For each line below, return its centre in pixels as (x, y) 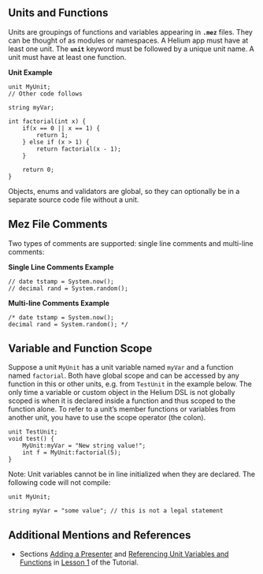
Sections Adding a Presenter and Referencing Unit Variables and (124, 554)
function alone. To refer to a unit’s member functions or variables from (122, 409)
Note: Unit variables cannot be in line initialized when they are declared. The (132, 474)
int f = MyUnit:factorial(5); (72, 453)
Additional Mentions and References (100, 535)
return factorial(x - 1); (79, 149)
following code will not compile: (59, 483)
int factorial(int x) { (47, 121)
